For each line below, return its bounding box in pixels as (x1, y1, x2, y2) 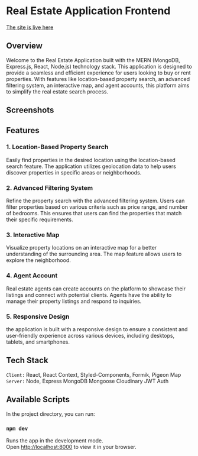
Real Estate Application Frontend (6, 4, 171, 18)
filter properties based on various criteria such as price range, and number (6, 203, 188, 211)
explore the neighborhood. (6, 257, 71, 264)
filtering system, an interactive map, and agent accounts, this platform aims (6, 82, 190, 89)
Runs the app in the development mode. (6, 436, 103, 444)
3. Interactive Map (6, 231, 60, 239)
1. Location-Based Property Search (6, 143, 109, 151)
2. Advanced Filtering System (6, 183, 93, 192)
